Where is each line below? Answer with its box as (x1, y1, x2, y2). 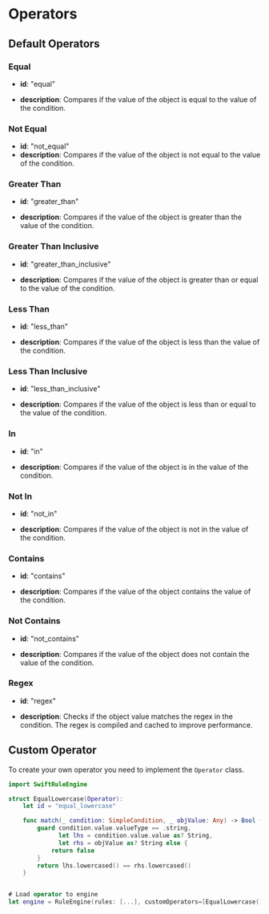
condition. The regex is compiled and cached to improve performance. (19, 720, 253, 729)
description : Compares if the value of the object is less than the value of (19, 337, 260, 347)
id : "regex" (19, 696, 56, 705)
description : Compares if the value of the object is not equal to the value (19, 150, 261, 160)
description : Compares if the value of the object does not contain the (19, 649, 250, 659)
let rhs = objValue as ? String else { (58, 839, 188, 847)
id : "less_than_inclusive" (19, 384, 101, 394)
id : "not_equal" (19, 141, 70, 151)
